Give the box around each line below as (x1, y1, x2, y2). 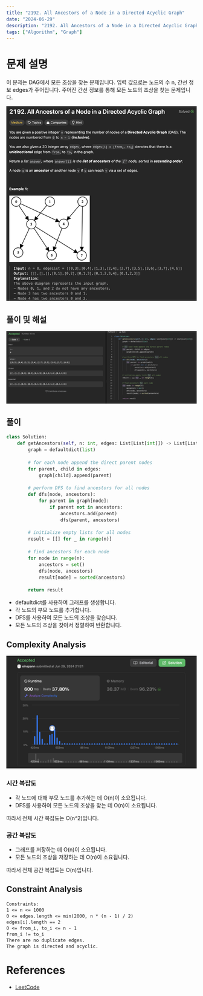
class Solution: (6, 434, 47, 440)
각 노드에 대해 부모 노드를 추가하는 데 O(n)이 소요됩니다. (14, 794, 147, 801)
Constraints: (6, 901, 39, 907)
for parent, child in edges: (28, 466, 101, 472)
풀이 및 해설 (6, 314, 47, 325)
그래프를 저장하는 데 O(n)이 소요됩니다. (14, 845, 107, 853)
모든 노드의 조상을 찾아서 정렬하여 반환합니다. (14, 622, 122, 629)
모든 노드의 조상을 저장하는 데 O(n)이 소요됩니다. (14, 853, 130, 861)
